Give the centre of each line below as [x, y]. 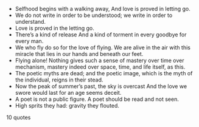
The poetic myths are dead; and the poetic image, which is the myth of [104, 73]
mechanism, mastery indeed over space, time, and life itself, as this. [100, 67]
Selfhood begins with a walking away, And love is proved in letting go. [103, 9]
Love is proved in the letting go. [54, 28]
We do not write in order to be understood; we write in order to [94, 15]
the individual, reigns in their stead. [59, 80]
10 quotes [19, 117]
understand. [30, 22]
